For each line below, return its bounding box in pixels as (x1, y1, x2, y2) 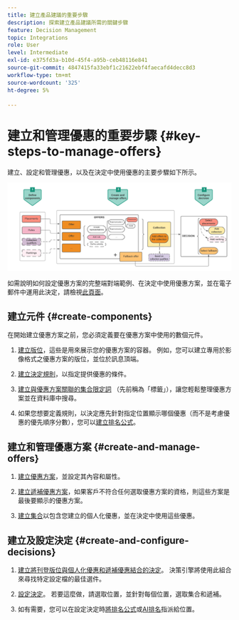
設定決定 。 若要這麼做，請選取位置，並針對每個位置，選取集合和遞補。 (17, 589, 225, 598)
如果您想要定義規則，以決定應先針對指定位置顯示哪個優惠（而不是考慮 (17, 409, 224, 418)
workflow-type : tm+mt (7, 71, 72, 78)
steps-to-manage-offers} (7, 143, 162, 160)
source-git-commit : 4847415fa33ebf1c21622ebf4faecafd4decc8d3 (7, 64, 196, 71)
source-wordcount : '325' (7, 79, 81, 86)
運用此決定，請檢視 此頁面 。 (26, 287, 107, 296)
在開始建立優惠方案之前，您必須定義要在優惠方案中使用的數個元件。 (7, 331, 207, 339)
